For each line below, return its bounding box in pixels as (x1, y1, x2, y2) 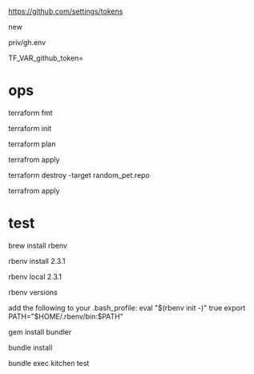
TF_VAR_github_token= (8, 53, 84, 63)
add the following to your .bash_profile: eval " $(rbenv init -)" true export (8, 303, 246, 313)
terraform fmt (8, 108, 54, 118)
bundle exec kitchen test (8, 359, 90, 368)
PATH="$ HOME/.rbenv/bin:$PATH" (8, 312, 124, 322)
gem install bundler (8, 327, 72, 337)
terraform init (8, 124, 52, 134)
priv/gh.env (8, 38, 46, 47)
